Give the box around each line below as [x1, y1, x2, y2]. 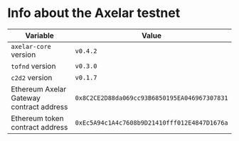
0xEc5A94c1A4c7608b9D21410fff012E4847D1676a [75, 118, 228, 127]
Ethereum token [11, 113, 64, 123]
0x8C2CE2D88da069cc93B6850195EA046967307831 [75, 94, 228, 102]
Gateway [11, 93, 41, 103]
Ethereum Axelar [11, 84, 67, 94]
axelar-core [11, 43, 52, 50]
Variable [24, 30, 55, 40]
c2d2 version [11, 72, 53, 82]
